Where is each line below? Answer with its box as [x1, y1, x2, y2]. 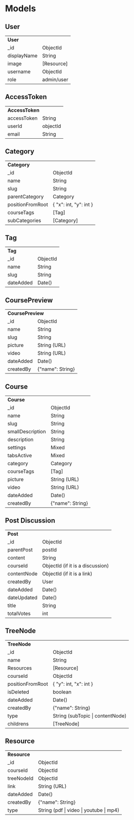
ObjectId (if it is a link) [42, 570, 93, 577]
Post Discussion [5, 517, 55, 525]
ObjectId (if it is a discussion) [42, 562, 109, 569]
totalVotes [7, 610, 31, 617]
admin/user [42, 76, 69, 83]
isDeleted [7, 688, 29, 695]
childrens [7, 720, 29, 727]
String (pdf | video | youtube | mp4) [38, 807, 119, 814]
